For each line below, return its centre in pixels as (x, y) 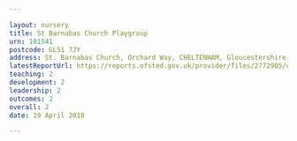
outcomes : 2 (31, 99)
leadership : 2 (35, 90)
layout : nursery (39, 25)
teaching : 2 (31, 74)
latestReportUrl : (41, 66)
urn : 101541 (31, 41)
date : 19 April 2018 (47, 115)
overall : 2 (29, 107)
